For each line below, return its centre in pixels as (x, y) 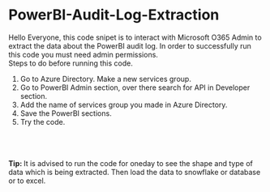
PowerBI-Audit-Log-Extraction (114, 15)
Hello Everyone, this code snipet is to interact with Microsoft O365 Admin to (135, 37)
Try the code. (43, 122)
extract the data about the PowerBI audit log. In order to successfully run (130, 45)
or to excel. (27, 181)
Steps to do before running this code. (71, 63)
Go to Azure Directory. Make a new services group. (106, 79)
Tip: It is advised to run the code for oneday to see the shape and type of (131, 163)
